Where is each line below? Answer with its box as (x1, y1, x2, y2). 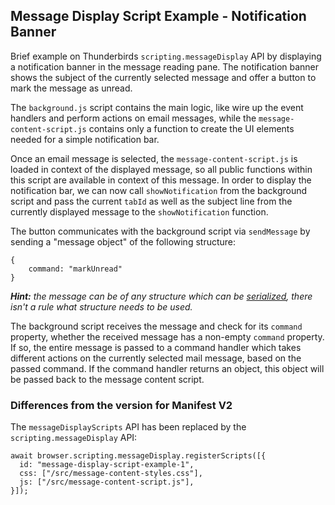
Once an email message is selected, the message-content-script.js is (10, 152, 298, 164)
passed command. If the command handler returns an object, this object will (10, 362, 325, 374)
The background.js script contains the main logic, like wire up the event (10, 101, 304, 113)
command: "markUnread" (28, 264, 123, 274)
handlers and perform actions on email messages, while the (10, 112, 257, 124)
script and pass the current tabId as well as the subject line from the (10, 195, 293, 207)
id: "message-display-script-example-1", (19, 460, 195, 470)
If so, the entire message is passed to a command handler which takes (10, 341, 302, 353)
